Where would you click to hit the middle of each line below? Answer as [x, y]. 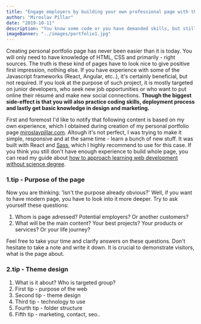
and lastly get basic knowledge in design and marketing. [78, 108]
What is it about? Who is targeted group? [65, 282]
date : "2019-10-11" [31, 23]
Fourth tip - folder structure [48, 308]
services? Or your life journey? [53, 230]
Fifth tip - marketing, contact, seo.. [57, 314]
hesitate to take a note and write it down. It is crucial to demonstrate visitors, [100, 247]
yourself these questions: [37, 205]
